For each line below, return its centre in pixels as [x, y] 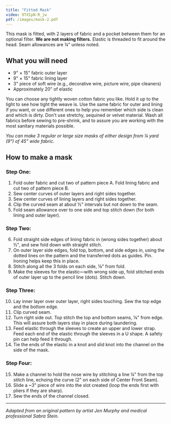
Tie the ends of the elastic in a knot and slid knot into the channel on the [89, 345]
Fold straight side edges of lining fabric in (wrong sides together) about [88, 239]
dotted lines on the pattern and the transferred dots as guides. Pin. [83, 256]
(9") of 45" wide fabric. [30, 141]
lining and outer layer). [37, 215]
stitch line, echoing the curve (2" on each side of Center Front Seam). [86, 380]
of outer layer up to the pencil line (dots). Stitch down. [70, 277]
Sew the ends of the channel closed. [51, 396]
